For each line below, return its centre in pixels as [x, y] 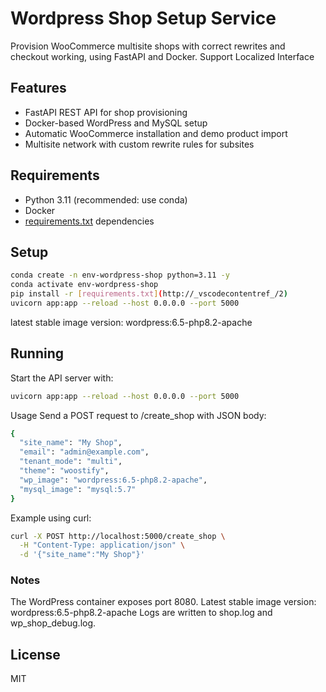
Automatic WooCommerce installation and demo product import [156, 133]
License [35, 654]
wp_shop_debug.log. [53, 623]
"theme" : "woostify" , [64, 471]
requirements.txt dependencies [89, 221]
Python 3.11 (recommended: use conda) [106, 199]
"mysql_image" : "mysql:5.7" [78, 489]
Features [38, 88]
